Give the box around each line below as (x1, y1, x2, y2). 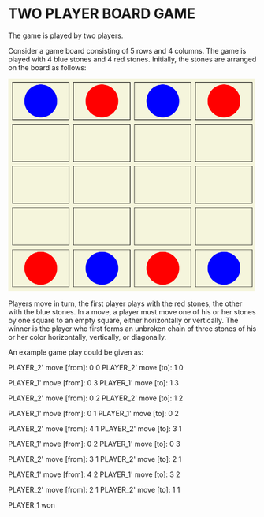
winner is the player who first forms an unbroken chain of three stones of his (8, 324, 257, 333)
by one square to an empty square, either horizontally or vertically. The (8, 315, 239, 325)
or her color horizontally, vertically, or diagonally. (8, 332, 167, 341)
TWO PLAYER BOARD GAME (8, 5, 195, 23)
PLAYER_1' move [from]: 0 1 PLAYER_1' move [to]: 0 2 (8, 408, 180, 418)
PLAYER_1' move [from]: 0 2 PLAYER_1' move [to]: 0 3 (8, 439, 180, 448)
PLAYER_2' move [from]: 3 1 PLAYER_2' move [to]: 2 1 (8, 454, 182, 463)
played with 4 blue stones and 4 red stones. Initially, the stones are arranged (8, 54, 257, 64)
